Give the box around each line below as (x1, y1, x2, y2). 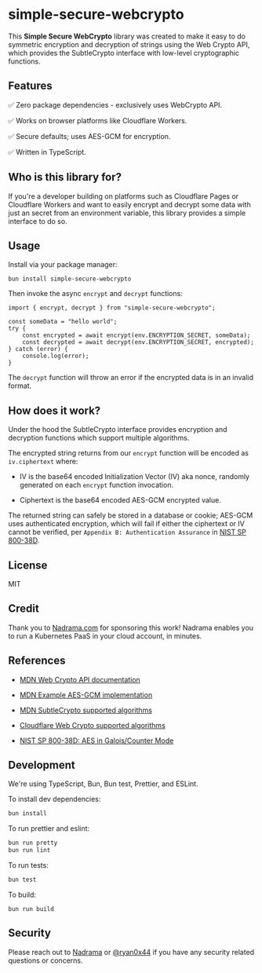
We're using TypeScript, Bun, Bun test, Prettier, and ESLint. (8, 779, 198, 788)
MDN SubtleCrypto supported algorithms (19, 705, 153, 715)
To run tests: (8, 861, 49, 870)
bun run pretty (8, 839, 58, 847)
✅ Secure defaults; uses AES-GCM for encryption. (8, 131, 171, 141)
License (8, 558, 48, 572)
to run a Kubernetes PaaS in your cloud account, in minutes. (8, 631, 202, 641)
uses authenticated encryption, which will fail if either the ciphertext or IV (8, 519, 245, 529)
